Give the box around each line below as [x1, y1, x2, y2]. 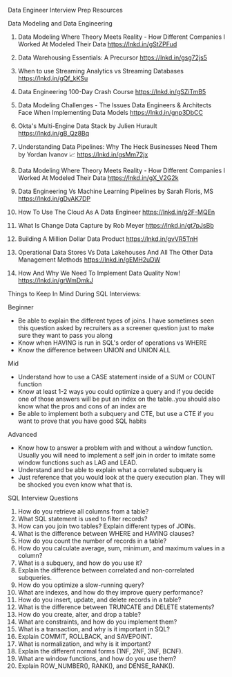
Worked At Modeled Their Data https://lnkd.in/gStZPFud [17, 40, 177, 48]
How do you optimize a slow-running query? [17, 581, 144, 589]
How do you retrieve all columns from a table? [17, 507, 149, 515]
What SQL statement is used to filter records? [17, 515, 148, 523]
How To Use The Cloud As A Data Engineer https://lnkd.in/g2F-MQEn [17, 208, 215, 216]
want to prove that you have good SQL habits [17, 417, 147, 425]
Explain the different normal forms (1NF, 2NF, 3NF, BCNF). [17, 647, 184, 655]
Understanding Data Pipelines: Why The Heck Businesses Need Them [17, 143, 217, 151]
